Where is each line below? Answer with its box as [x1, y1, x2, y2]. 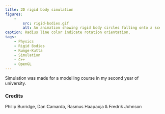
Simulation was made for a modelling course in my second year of [5, 75, 139, 81]
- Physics [14, 39, 34, 44]
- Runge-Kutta [14, 48, 43, 53]
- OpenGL [14, 62, 32, 67]
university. [5, 80, 26, 86]
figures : [5, 12, 23, 17]
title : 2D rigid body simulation [5, 7, 74, 12]
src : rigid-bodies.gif [23, 21, 69, 26]
